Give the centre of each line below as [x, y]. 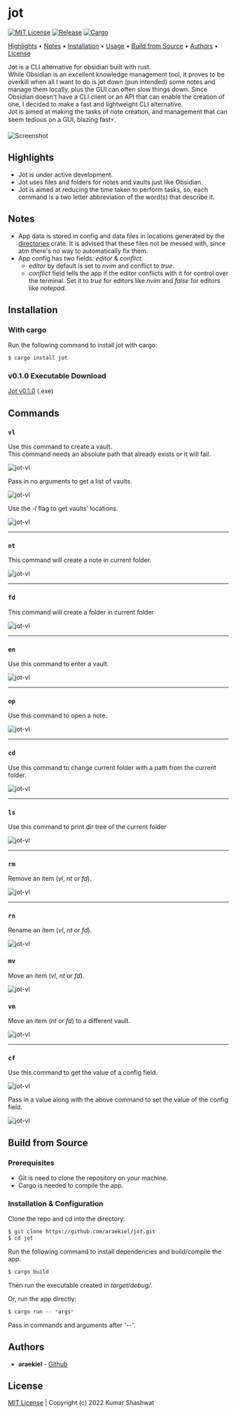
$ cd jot [21, 1238]
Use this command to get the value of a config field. [83, 1073]
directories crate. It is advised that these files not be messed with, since [122, 243]
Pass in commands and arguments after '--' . [72, 1325]
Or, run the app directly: [42, 1298]
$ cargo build [29, 1272]
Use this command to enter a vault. [58, 664]
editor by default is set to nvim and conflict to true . [101, 266]
